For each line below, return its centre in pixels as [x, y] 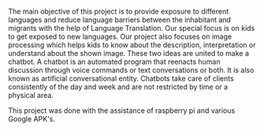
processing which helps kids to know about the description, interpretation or [132, 45]
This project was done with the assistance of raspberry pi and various [122, 110]
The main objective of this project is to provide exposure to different [119, 11]
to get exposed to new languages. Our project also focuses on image [120, 36]
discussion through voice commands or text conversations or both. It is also [131, 70]
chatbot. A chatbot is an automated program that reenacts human [114, 62]
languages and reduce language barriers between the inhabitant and [119, 20]
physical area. [31, 95]
